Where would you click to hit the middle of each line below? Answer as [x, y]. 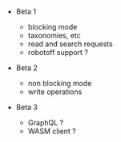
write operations [55, 92]
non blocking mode [60, 83]
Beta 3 [27, 107]
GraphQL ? [46, 122]
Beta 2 [27, 68]
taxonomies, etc [54, 35]
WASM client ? [52, 131]
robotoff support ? [58, 52]
